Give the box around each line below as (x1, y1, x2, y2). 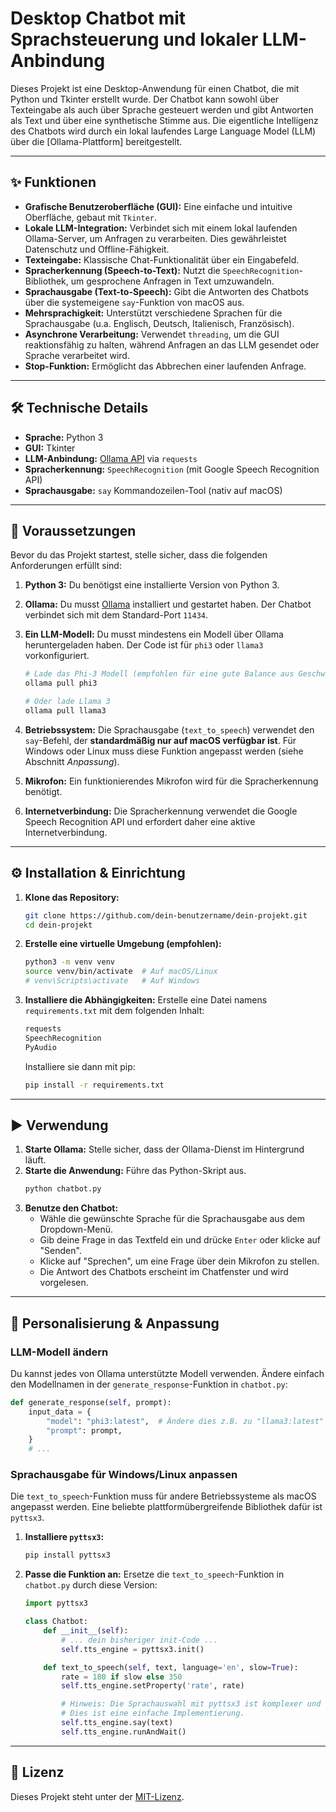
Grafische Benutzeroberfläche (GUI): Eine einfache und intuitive (24, 200, 293, 212)
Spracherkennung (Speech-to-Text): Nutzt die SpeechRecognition (24, 264, 300, 276)
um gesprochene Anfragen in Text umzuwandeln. (70, 275, 275, 287)
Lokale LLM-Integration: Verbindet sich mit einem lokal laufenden (24, 222, 298, 234)
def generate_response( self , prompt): (10, 1397, 172, 1407)
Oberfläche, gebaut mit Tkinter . (24, 211, 158, 223)
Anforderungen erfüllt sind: (10, 560, 122, 572)
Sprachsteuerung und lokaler (10, 28, 259, 51)
